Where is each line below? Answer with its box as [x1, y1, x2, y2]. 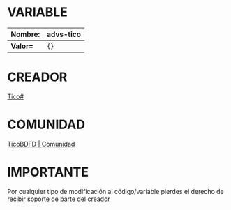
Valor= [10, 41, 33, 51]
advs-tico [46, 29, 82, 39]
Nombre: [10, 29, 40, 39]
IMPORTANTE [7, 165, 89, 180]
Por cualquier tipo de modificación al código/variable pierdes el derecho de [7, 187, 225, 195]
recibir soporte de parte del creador [7, 195, 110, 203]
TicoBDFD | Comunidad [7, 140, 75, 148]
